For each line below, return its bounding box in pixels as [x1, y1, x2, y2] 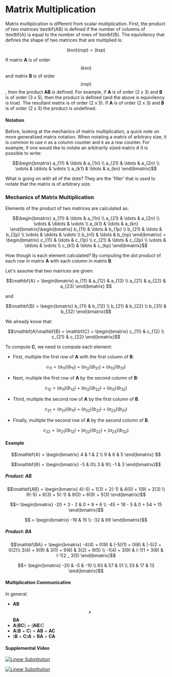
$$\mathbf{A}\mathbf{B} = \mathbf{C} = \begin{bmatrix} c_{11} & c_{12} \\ [7, 328, 165, 334]
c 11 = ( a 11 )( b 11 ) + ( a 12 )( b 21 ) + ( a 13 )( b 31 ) [46, 364, 126, 371]
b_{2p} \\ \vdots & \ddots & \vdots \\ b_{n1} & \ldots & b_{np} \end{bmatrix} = [6, 232, 166, 238]
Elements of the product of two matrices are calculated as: [5, 205, 129, 211]
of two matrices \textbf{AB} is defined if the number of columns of [5, 26, 146, 32]
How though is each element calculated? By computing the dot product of [5, 252, 161, 258]
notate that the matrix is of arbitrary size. [5, 181, 92, 187]
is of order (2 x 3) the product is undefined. [5, 105, 97, 111]
